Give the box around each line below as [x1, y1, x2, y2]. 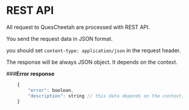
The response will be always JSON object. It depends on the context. [6, 58, 178, 66]
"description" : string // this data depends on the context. [28, 93, 185, 99]
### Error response [6, 70, 55, 77]
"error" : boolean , [28, 87, 74, 93]
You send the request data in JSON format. [6, 35, 113, 42]
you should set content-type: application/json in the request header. [6, 46, 181, 54]
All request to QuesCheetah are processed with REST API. [6, 23, 150, 31]
